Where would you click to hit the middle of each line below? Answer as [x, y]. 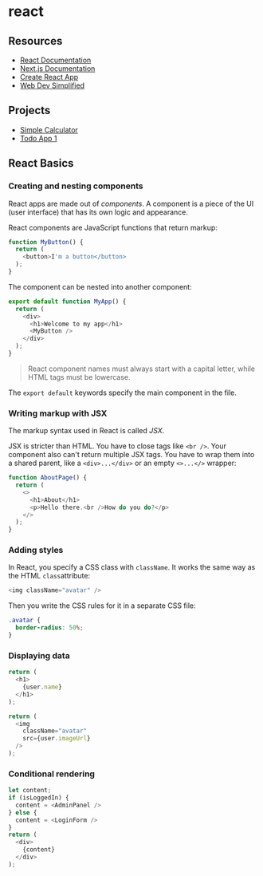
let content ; [30, 791]
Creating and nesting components [76, 186]
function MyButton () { [46, 242]
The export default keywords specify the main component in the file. [122, 393]
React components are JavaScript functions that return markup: [113, 227]
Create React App [49, 77]
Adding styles [36, 550]
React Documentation [55, 60]
